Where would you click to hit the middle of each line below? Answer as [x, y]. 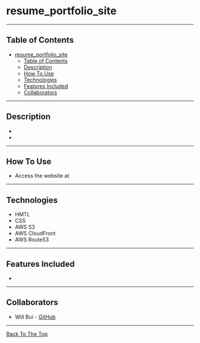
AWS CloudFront [35, 234]
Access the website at [42, 176]
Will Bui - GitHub [35, 317]
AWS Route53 [32, 240]
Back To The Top [27, 333]
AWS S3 [25, 227]
